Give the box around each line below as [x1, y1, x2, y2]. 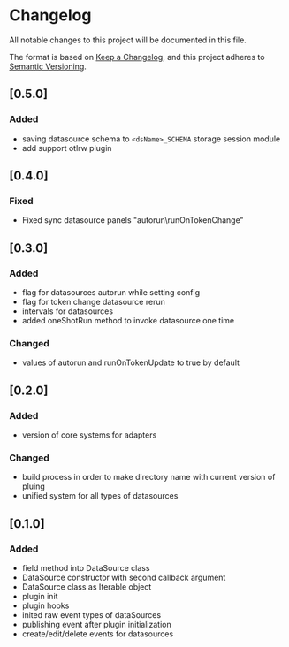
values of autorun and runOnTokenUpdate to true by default [21, 357, 240, 368]
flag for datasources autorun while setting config [21, 287, 201, 297]
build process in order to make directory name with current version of [21, 472, 276, 483]
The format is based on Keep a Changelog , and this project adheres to [9, 51, 265, 62]
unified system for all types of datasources [21, 491, 179, 501]
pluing [21, 481, 46, 491]
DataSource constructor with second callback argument [21, 572, 226, 582]
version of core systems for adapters [21, 430, 157, 440]
